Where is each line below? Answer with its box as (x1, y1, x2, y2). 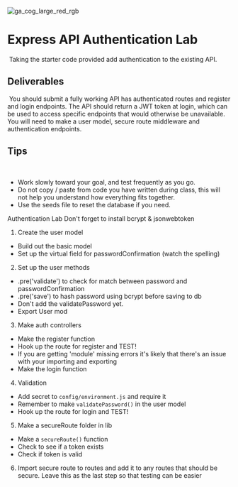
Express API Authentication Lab (7, 32, 198, 48)
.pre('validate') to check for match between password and (17, 277, 188, 285)
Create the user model (17, 228, 84, 236)
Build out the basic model (17, 241, 92, 250)
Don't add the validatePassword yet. (17, 299, 124, 308)
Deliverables (7, 75, 64, 88)
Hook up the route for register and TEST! (17, 341, 137, 351)
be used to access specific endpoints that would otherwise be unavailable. (7, 109, 225, 118)
